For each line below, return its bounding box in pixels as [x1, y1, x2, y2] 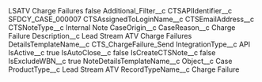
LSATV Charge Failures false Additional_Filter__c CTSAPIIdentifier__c [8, 6, 233, 15]
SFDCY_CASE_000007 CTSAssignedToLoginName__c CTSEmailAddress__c [8, 14, 255, 24]
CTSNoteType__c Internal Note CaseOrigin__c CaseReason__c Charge [8, 23, 236, 32]
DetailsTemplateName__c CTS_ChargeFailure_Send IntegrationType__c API [8, 39, 251, 49]
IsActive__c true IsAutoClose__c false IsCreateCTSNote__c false [8, 48, 216, 57]
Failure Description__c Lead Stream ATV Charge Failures [8, 32, 192, 40]
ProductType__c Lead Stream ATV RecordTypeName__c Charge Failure [8, 65, 240, 74]
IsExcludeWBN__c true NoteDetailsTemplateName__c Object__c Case [8, 57, 233, 65]
